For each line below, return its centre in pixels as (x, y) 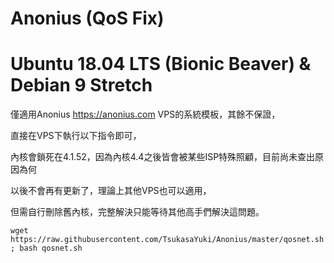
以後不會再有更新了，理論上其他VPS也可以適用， (111, 191)
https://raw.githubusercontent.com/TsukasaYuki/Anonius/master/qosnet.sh (167, 240)
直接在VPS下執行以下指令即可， (76, 136)
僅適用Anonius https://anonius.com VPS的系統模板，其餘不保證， (145, 114)
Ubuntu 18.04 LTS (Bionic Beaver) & (161, 64)
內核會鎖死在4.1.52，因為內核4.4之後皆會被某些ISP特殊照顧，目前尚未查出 (163, 157)
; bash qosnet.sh (46, 248)
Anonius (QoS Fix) (87, 18)
